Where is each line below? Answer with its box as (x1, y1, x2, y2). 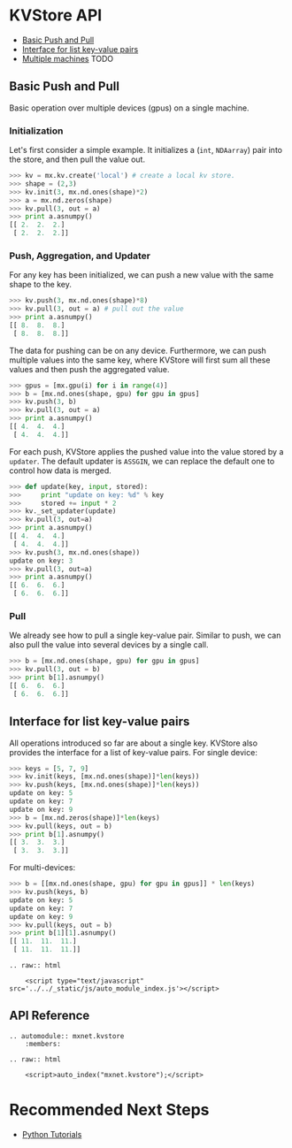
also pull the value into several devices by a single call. (9, 639, 209, 650)
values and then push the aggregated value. (9, 364, 170, 374)
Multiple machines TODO (21, 53, 114, 64)
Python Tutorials (21, 1129, 82, 1139)
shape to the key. (9, 279, 73, 290)
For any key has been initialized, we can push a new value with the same (9, 270, 274, 280)
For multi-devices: (9, 862, 76, 873)
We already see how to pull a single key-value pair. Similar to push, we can (9, 630, 281, 641)
